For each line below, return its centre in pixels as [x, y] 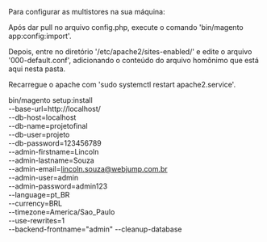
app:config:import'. [40, 36]
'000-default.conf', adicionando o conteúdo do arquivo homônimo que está [134, 60]
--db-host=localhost [42, 117]
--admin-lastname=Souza [51, 160]
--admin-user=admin [44, 178]
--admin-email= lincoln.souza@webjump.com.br [88, 169]
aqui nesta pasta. [37, 69]
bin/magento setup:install [50, 100]
